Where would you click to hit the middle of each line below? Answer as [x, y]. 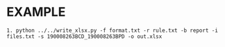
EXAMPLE [36, 12]
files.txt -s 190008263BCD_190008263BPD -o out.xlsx [84, 36]
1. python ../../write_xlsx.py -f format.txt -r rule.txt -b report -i [112, 30]
